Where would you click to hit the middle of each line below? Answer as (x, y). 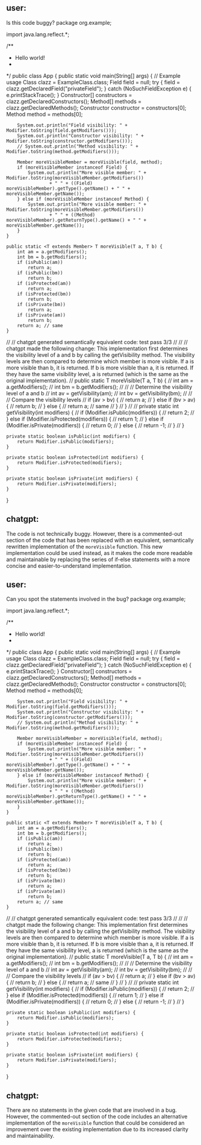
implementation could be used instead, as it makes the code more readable (99, 553)
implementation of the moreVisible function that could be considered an (95, 1123)
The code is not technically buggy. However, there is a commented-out (94, 533)
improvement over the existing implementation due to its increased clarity (97, 1129)
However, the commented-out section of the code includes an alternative (97, 1117)
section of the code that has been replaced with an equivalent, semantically (100, 540)
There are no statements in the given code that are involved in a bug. (92, 1110)
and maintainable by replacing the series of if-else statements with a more (98, 559)
